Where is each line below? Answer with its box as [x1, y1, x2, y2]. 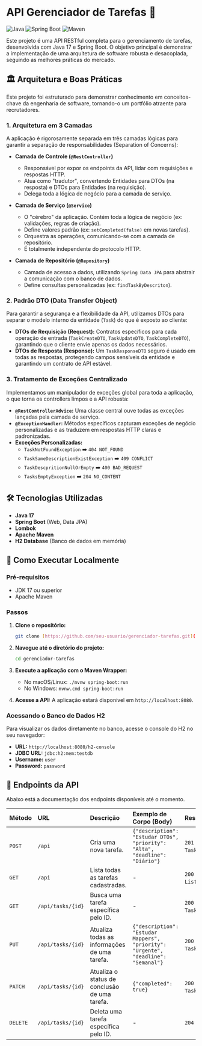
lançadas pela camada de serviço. [14, 413, 100, 420]
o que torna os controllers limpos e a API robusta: [6, 395, 129, 402]
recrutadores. [6, 106, 40, 113]
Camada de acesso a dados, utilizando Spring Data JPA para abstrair [23, 269, 195, 276]
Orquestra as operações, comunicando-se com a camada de [23, 233, 176, 240]
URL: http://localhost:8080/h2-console [14, 743, 115, 751]
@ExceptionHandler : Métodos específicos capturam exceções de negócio [14, 419, 196, 426]
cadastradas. [90, 881, 127, 890]
